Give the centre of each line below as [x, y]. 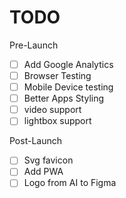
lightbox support [57, 121]
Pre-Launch [34, 45]
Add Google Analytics [68, 64]
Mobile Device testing [68, 87]
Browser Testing [57, 75]
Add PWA [43, 172]
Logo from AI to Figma [70, 183]
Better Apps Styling [64, 98]
